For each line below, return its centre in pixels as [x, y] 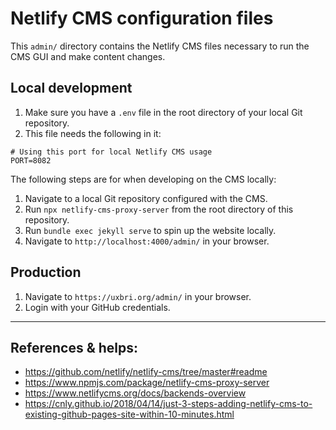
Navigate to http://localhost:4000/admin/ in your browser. [147, 241]
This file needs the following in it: [93, 133]
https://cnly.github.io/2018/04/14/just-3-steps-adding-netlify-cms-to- [168, 404]
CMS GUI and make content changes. [88, 56]
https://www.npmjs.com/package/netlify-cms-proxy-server [147, 383]
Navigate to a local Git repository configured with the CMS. [146, 198]
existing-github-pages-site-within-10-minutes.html [129, 414]
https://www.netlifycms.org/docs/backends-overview [135, 393]
